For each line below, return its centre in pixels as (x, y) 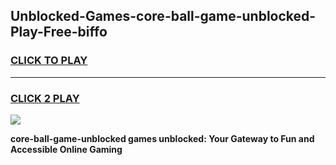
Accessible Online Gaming (66, 149)
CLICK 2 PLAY (45, 98)
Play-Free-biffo (59, 32)
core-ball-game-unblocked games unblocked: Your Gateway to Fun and (162, 138)
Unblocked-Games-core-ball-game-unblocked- (163, 16)
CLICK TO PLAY (49, 61)
